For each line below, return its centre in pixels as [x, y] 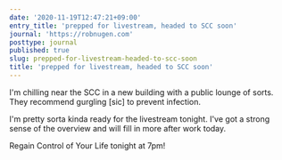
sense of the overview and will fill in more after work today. [118, 128]
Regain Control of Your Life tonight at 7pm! [87, 145]
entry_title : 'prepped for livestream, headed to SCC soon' [124, 26]
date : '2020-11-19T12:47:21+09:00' [75, 17]
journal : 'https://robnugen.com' [71, 34]
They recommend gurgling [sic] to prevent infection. [105, 101]
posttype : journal [43, 42]
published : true [39, 51]
